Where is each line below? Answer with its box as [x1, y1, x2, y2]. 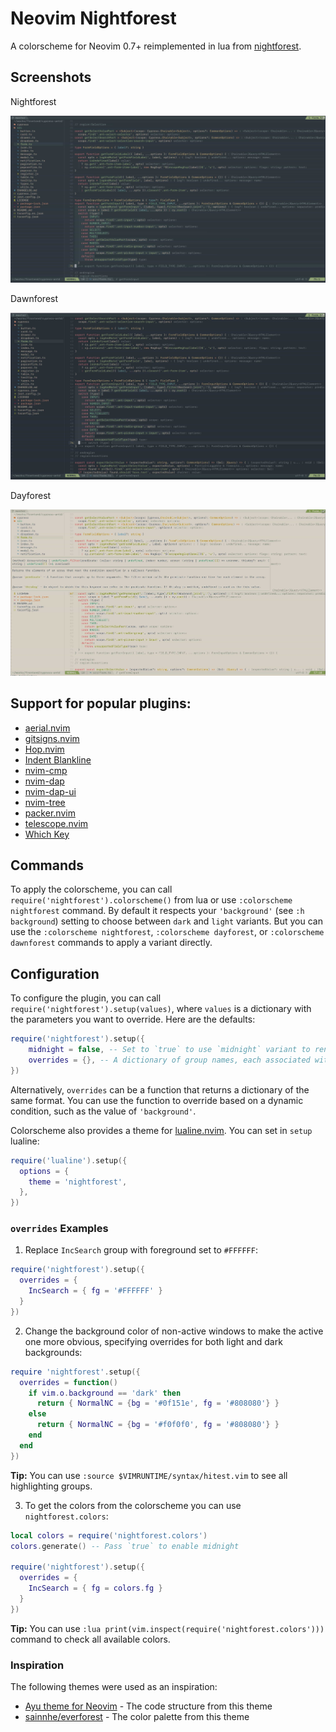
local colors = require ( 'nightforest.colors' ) [10, 1530, 208, 1541]
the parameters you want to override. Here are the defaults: [10, 1013, 256, 1026]
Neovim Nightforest [10, 7, 177, 30]
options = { [19, 1166, 70, 1176]
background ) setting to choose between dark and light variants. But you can [10, 915, 323, 927]
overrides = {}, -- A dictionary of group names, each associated [28, 1055, 311, 1065]
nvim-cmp [24, 764, 68, 776]
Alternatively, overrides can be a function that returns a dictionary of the [10, 1083, 310, 1096]
